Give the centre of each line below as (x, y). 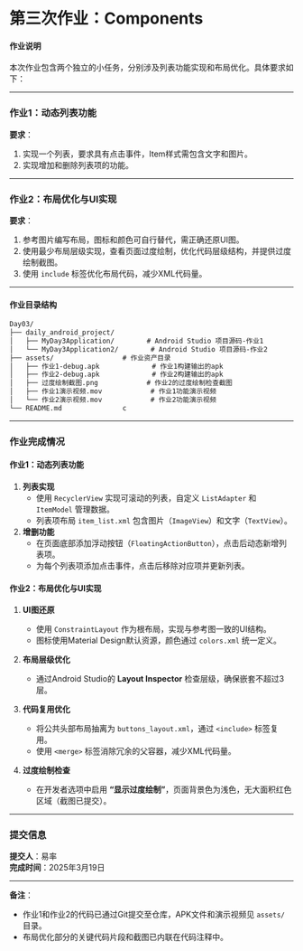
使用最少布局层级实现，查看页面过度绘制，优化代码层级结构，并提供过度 (156, 250)
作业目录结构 (33, 305)
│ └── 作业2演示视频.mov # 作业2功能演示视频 (113, 400)
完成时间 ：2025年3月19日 (57, 868)
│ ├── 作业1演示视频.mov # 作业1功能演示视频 (113, 391)
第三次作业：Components (106, 19)
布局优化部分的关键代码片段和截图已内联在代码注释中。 (125, 937)
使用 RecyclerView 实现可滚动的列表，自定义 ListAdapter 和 (146, 497)
